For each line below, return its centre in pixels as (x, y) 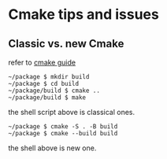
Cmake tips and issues (83, 15)
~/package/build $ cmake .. (54, 91)
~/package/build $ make (47, 98)
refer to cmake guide (42, 62)
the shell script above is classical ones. (72, 112)
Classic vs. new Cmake (66, 44)
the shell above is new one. (52, 148)
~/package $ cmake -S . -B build (63, 127)
